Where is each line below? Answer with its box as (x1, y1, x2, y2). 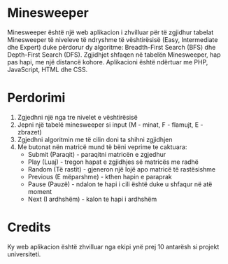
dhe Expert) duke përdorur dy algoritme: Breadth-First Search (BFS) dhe (7, 43, 216, 51)
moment (27, 187, 52, 195)
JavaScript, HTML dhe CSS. (7, 65, 88, 74)
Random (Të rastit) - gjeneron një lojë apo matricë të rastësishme (27, 165, 216, 173)
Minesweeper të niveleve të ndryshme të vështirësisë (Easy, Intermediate (7, 35, 218, 43)
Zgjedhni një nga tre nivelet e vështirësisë (17, 113, 138, 121)
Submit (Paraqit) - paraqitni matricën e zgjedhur (27, 150, 166, 158)
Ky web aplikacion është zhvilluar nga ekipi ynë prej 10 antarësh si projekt (7, 242, 220, 251)
